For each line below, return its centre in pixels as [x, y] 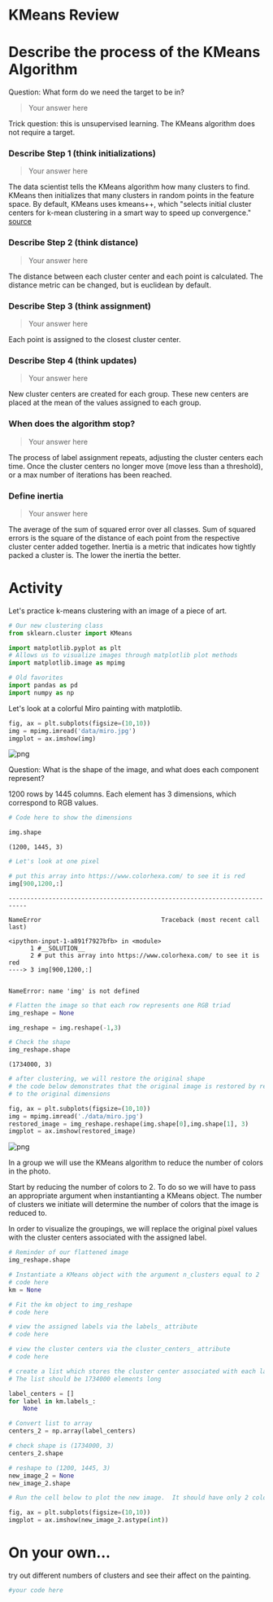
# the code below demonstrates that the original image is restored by [132, 1086]
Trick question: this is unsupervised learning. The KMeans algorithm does [132, 124]
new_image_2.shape [39, 1483]
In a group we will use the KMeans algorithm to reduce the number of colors [136, 1163]
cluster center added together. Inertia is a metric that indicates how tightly [132, 546]
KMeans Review [64, 15]
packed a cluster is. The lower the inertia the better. [95, 555]
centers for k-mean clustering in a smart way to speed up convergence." [130, 213]
